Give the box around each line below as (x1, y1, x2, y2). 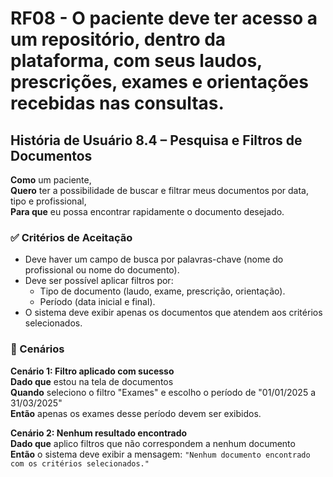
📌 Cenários (10, 342, 65, 356)
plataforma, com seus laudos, (10, 50, 263, 72)
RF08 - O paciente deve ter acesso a (10, 7, 318, 30)
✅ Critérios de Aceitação (10, 230, 133, 244)
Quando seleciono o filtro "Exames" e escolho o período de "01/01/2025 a (10, 386, 317, 398)
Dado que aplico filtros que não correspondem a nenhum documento (10, 437, 296, 449)
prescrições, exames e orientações (10, 71, 309, 94)
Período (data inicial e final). (39, 296, 156, 308)
